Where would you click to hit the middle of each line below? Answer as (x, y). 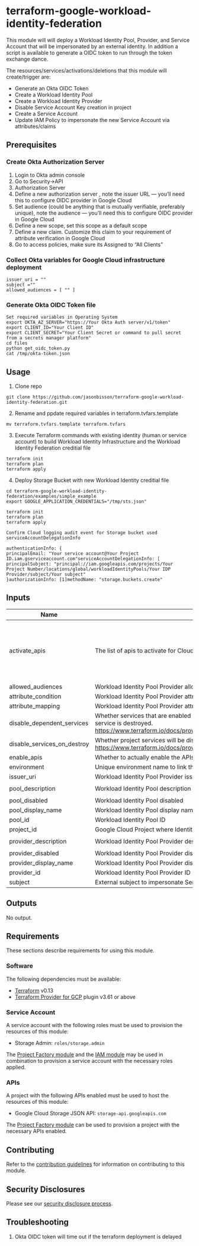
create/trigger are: (28, 77)
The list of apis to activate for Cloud (144, 651)
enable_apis (26, 757)
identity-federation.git (37, 403)
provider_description (38, 841)
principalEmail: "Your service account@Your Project (73, 554)
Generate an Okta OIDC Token (52, 88)
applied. (16, 1067)
